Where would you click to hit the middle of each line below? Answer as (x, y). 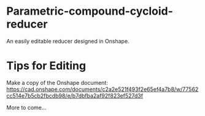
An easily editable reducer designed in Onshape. (68, 41)
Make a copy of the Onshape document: (57, 82)
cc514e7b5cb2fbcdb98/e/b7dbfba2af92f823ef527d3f (75, 95)
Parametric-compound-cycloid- (90, 11)
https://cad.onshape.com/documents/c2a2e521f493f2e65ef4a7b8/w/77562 (102, 89)
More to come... (26, 107)
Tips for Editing (46, 66)
